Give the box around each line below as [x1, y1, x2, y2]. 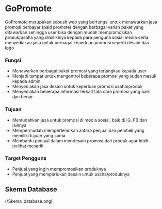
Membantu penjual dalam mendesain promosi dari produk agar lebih [12, 138, 149, 143]
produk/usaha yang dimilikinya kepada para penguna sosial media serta [5, 35, 149, 40]
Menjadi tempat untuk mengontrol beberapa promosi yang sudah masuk [12, 73, 157, 79]
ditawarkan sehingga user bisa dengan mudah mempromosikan [5, 29, 132, 35]
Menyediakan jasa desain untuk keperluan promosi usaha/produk [12, 84, 143, 89]
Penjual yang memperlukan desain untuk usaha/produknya [12, 171, 130, 177]
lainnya [12, 122, 27, 128]
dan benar [12, 94, 33, 100]
